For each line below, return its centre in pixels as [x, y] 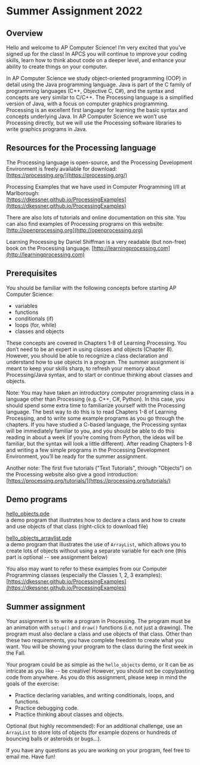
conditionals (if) [34, 318]
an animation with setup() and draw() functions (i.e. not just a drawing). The [100, 628]
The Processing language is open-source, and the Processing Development [99, 162]
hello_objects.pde [28, 514]
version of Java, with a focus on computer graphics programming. [87, 104]
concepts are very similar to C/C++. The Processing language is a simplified [100, 97]
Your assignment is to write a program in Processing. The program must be [99, 621]
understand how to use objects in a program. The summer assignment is [96, 362]
